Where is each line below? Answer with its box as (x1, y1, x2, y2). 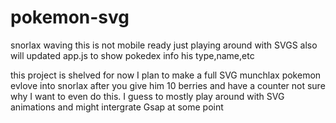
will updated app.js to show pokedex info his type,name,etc (10, 49, 255, 61)
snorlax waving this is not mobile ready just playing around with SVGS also (10, 39, 318, 51)
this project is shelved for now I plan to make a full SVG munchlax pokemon (10, 69, 322, 81)
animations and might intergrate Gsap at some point (10, 101, 224, 113)
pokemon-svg (10, 6, 130, 29)
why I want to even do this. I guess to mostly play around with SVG (10, 90, 285, 102)
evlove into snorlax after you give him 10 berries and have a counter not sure (10, 79, 326, 91)
